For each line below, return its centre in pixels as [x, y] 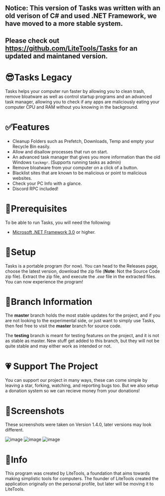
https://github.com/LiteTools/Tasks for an [71, 48]
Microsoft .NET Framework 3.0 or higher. [54, 232]
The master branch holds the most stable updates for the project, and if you [83, 315]
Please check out [32, 40]
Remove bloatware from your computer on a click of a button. [75, 167]
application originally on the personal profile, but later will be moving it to [80, 484]
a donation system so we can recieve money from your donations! [73, 391]
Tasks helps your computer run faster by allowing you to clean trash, [75, 91]
